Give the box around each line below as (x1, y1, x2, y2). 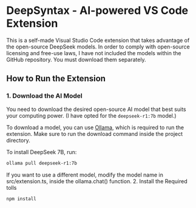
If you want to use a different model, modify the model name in (6, 171, 164, 178)
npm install (6, 195, 36, 202)
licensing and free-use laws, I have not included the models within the (6, 49, 181, 56)
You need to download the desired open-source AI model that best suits (6, 106, 186, 113)
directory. (6, 136, 30, 144)
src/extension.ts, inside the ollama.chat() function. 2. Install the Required (6, 177, 188, 185)
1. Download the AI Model (6, 92, 83, 100)
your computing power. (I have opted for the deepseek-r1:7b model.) (6, 112, 177, 119)
